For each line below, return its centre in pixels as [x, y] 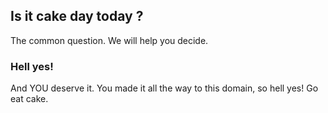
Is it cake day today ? [77, 16]
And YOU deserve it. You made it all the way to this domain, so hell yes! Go [164, 88]
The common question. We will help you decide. [109, 40]
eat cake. [29, 99]
